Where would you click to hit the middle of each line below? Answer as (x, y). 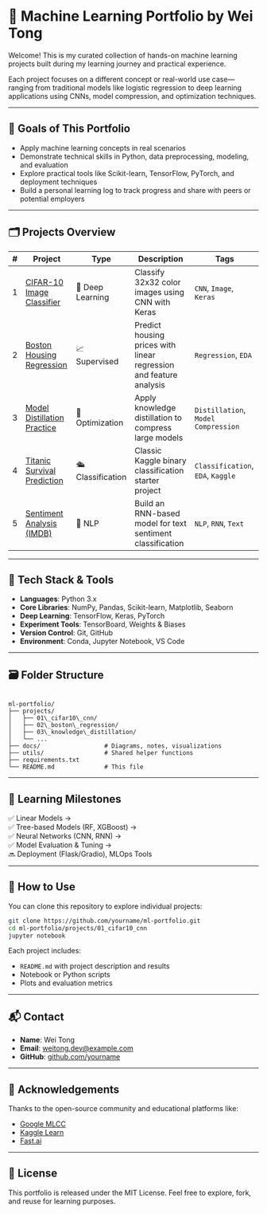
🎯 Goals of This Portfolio (70, 129)
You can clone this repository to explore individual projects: (105, 906)
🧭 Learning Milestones (65, 799)
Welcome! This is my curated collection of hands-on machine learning (123, 55)
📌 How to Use (42, 887)
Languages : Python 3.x (58, 599)
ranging (21, 88)
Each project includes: (45, 951)
